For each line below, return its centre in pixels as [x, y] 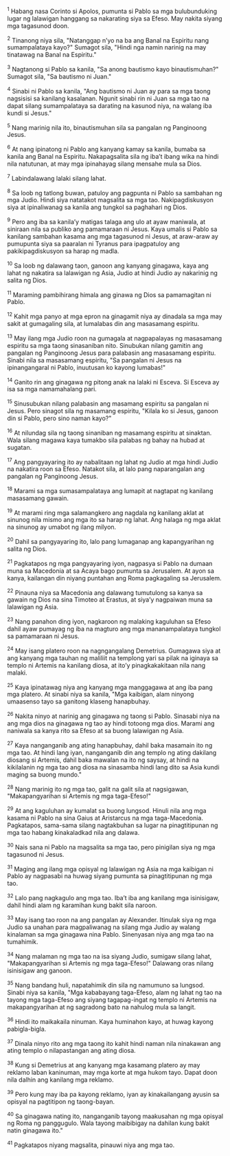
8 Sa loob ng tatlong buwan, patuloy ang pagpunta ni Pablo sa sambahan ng [115, 192]
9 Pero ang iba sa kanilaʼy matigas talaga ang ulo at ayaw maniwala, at [106, 221]
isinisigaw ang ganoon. [39, 971]
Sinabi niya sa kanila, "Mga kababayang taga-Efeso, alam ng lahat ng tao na [115, 992]
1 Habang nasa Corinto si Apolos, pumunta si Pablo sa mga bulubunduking [112, 11]
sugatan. [20, 447]
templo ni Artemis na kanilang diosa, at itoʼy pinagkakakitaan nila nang [106, 665]
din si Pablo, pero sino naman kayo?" [59, 418]
